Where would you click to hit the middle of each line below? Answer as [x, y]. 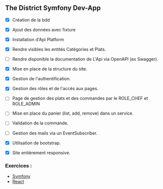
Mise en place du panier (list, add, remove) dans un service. [73, 113]
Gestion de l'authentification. [41, 79]
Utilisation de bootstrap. [36, 143]
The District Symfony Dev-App [53, 8]
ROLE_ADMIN [26, 104]
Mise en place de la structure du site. [50, 69]
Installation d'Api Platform [38, 39]
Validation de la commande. [40, 123]
